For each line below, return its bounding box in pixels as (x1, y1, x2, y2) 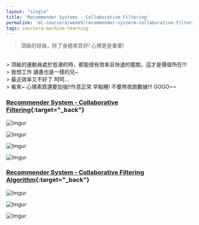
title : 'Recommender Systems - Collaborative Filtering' (6, 14, 150, 20)
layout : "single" (6, 8, 49, 15)
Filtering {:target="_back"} (6, 106, 85, 114)
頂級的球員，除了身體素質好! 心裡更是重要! (20, 42, 124, 49)
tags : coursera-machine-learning (6, 25, 89, 31)
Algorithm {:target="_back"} (6, 176, 90, 184)
